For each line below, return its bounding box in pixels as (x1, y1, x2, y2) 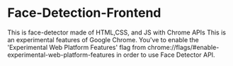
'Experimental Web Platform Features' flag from (7, 43, 147, 51)
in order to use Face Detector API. (116, 51, 215, 59)
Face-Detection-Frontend (7, 5, 161, 21)
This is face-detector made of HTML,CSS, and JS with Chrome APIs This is (7, 28, 227, 37)
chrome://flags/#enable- (147, 43, 220, 51)
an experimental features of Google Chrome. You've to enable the (7, 35, 200, 44)
